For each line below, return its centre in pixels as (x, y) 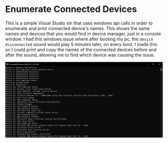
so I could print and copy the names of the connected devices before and (81, 49)
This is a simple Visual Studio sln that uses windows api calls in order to (79, 23)
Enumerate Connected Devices (71, 9)
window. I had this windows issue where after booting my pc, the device (79, 39)
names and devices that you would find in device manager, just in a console (83, 33)
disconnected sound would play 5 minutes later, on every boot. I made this (81, 44)
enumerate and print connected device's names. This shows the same (77, 28)
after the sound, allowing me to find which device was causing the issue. (80, 55)
